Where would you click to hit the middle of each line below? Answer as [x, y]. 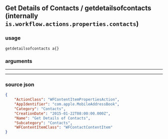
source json [20, 84]
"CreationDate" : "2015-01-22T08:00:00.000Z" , [62, 113]
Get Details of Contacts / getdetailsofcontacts [78, 8]
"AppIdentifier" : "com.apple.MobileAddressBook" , [67, 104]
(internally [22, 16]
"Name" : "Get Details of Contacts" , [52, 118]
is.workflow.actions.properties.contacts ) [72, 24]
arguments [19, 61]
